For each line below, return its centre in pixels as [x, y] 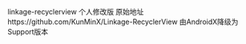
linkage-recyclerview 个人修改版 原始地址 [76, 12]
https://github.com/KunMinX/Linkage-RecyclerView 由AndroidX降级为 [123, 22]
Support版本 [28, 32]
